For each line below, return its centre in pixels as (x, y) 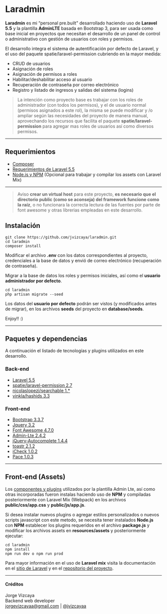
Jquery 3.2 (23, 424)
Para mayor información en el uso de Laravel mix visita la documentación (80, 563)
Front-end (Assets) (35, 477)
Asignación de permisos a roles (44, 74)
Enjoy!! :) (14, 318)
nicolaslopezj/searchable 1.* (41, 391)
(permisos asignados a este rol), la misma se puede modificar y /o (85, 110)
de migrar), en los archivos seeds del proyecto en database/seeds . (75, 309)
